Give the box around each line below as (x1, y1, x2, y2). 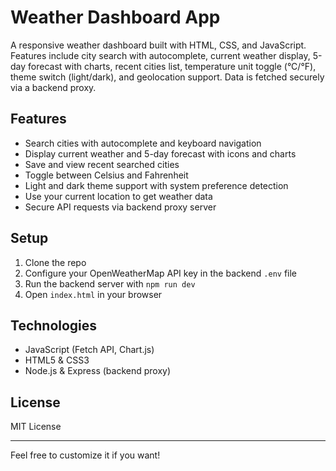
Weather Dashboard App (10, 6, 221, 29)
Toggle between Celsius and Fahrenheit (24, 169, 189, 181)
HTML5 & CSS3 (24, 354, 90, 366)
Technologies (10, 317, 98, 334)
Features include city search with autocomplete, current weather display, (10, 49, 311, 61)
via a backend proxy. (10, 81, 97, 93)
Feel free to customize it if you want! (10, 449, 161, 461)
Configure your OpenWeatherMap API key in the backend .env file (24, 267, 298, 279)
